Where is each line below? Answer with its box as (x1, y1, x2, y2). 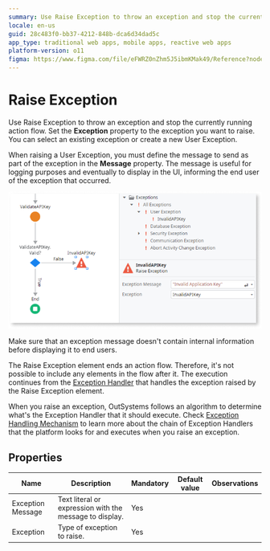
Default (178, 474, 203, 484)
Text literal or (57, 494, 101, 504)
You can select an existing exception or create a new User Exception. (8, 134, 238, 144)
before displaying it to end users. (8, 345, 118, 355)
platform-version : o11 (8, 47, 84, 55)
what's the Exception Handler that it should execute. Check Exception (8, 410, 239, 420)
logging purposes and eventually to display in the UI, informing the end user (8, 167, 260, 177)
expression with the (57, 503, 123, 512)
